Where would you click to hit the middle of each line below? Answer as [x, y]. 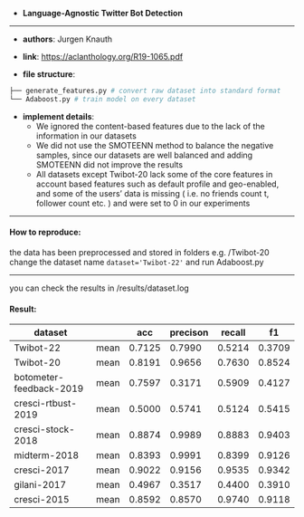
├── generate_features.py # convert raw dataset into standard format [145, 91]
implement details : [58, 116]
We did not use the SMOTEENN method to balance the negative [155, 145]
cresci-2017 [42, 470]
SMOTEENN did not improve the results [109, 164]
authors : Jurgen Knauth [67, 39]
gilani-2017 [40, 485]
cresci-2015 [42, 500]
